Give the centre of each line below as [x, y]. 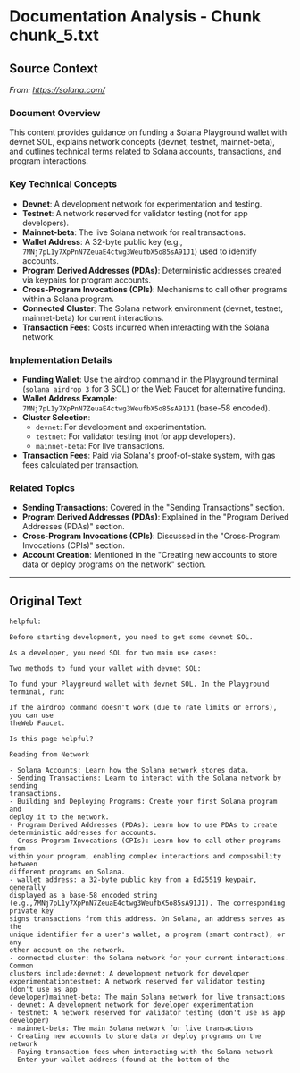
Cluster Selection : [56, 417]
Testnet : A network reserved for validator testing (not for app [135, 213]
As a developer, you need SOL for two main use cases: [113, 653]
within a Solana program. [68, 299]
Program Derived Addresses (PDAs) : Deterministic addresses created [152, 270]
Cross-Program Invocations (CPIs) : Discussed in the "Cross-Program [151, 536]
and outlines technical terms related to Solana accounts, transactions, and [146, 152]
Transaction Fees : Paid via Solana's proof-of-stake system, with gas [149, 455]
